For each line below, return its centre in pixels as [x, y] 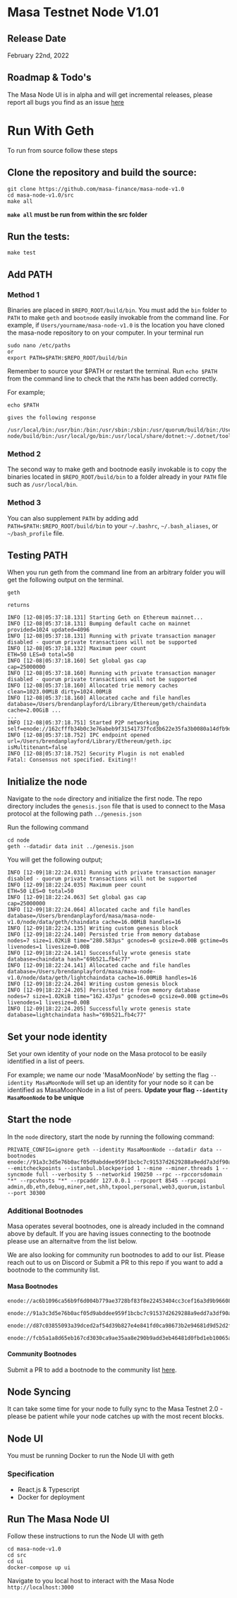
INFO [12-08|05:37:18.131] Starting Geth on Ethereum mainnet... [105, 618]
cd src [17, 1556]
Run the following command [48, 828]
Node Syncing [39, 1392]
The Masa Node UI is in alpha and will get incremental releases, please [110, 94]
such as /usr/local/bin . [43, 485]
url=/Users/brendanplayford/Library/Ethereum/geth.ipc [90, 741]
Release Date [37, 39]
